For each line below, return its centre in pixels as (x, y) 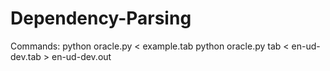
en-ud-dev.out (81, 56)
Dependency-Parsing (101, 18)
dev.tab (26, 56)
